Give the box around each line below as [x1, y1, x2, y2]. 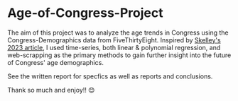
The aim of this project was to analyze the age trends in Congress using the [7, 28, 229, 37]
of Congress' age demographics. [7, 58, 104, 66]
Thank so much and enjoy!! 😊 [7, 85, 95, 94]
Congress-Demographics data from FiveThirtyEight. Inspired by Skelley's [7, 35, 222, 44]
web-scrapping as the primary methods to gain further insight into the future [7, 51, 232, 59]
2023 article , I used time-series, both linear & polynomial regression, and [7, 43, 221, 52]
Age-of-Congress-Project [7, 5, 163, 21]
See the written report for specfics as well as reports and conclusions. [7, 72, 213, 81]
